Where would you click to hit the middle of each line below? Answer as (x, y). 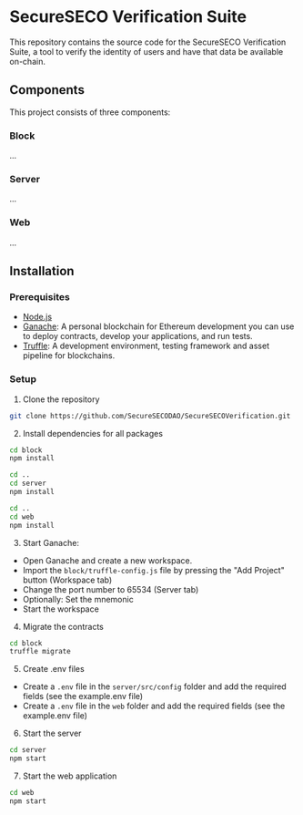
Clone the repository (61, 399)
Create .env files (53, 669)
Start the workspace (61, 609)
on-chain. (27, 61)
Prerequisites (40, 296)
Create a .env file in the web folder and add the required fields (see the (154, 706)
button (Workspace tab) (67, 580)
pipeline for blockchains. (69, 356)
